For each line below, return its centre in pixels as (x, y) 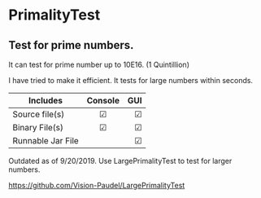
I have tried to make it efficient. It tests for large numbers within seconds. (131, 80)
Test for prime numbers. (71, 45)
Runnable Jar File (46, 141)
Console (103, 101)
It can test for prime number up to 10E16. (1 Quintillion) (99, 64)
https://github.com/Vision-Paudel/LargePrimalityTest (97, 185)
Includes (46, 101)
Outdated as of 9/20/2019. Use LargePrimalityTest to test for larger (120, 161)
